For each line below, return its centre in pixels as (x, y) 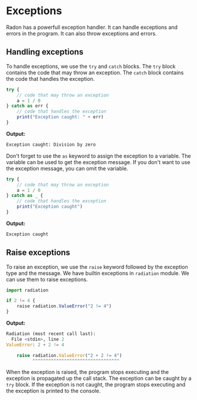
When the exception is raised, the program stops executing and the (88, 372)
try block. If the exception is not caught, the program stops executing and (96, 385)
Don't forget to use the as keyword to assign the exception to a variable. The (98, 156)
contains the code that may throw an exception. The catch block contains (95, 73)
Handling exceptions (45, 52)
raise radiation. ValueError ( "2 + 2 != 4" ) (69, 355)
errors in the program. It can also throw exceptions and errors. (81, 33)
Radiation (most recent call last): (51, 334)
